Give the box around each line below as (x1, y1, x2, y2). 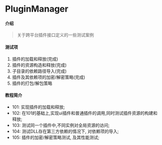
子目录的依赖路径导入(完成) (12, 68, 67, 74)
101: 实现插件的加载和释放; (12, 104, 65, 110)
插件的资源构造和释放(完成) (12, 62, 67, 68)
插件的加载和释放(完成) (12, 56, 58, 62)
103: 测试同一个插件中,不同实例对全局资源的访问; (12, 122, 110, 128)
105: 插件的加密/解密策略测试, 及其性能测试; (12, 134, 100, 140)
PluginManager (5, 3, 69, 15)
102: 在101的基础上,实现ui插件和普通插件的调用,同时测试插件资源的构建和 (12, 110, 158, 116)
